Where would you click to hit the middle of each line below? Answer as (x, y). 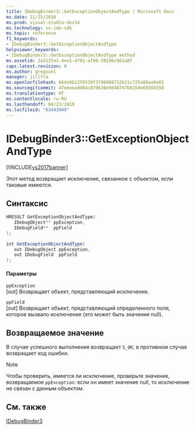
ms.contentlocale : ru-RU (36, 99)
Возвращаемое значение (55, 333)
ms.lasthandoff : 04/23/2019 (41, 104)
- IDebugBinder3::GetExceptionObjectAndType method (70, 55)
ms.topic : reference (31, 33)
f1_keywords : (22, 39)
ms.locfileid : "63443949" (38, 110)
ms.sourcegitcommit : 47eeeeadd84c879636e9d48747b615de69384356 (85, 88)
